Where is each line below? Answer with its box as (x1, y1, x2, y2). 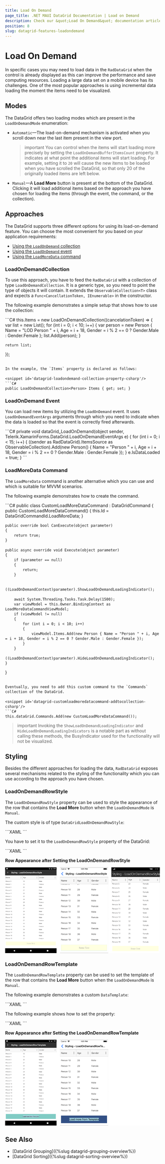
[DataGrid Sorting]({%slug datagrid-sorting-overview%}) (12, 1153, 128, 1159)
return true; (14, 533, 41, 538)
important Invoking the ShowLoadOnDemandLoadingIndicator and (17, 722, 143, 728)
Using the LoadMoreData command (12, 253, 81, 259)
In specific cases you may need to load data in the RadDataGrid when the (5, 67, 152, 73)
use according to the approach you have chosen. (5, 776, 105, 782)
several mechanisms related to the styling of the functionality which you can (5, 771, 160, 776)
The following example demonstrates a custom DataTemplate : (5, 992, 129, 998)
